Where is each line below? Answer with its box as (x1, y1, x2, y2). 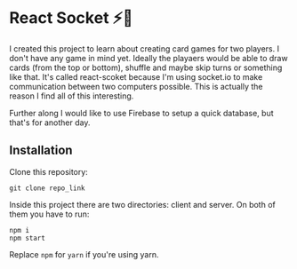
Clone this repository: (9, 166, 89, 177)
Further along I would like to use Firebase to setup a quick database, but (9, 107, 274, 118)
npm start (9, 233, 46, 242)
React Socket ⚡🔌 (9, 8, 133, 28)
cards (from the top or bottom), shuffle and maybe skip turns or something (9, 62, 283, 73)
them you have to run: (9, 209, 90, 219)
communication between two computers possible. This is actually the (9, 81, 263, 91)
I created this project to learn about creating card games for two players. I (9, 43, 280, 54)
